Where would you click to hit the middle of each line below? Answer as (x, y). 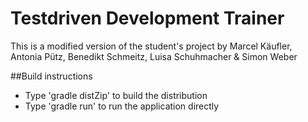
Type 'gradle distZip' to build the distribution (116, 95)
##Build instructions (51, 76)
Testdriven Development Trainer (147, 18)
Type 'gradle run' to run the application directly (122, 106)
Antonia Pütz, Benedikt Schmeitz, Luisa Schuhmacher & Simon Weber (154, 56)
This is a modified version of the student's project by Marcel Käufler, (151, 46)
